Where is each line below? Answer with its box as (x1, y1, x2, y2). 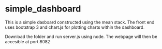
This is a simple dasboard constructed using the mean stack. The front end (5, 19, 155, 25)
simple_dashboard (5, 3, 81, 14)
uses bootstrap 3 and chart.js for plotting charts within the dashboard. (5, 24, 145, 30)
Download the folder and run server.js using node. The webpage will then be (5, 34, 158, 39)
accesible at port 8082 (5, 38, 50, 44)
